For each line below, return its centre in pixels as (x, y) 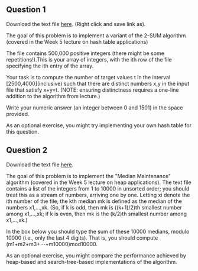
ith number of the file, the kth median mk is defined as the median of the (94, 201)
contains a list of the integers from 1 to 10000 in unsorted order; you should (98, 188)
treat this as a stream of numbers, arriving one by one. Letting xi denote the (98, 195)
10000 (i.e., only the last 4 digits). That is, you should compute (82, 238)
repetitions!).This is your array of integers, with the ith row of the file (89, 59)
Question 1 (26, 10)
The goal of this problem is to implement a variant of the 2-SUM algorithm (96, 36)
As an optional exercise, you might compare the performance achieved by (96, 255)
